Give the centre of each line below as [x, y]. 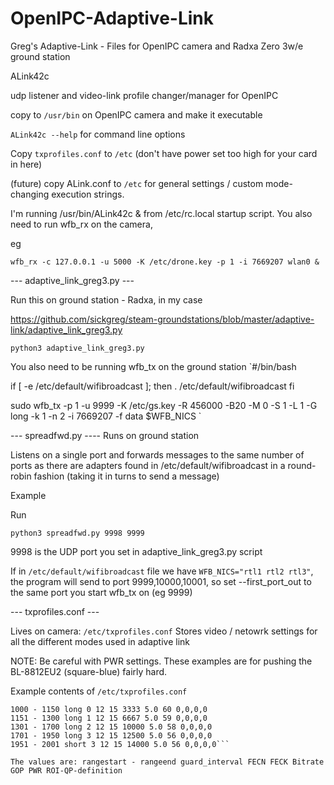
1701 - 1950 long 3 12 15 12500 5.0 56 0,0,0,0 [111, 735]
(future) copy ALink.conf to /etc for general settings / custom [137, 183]
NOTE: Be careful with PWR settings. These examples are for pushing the [161, 661]
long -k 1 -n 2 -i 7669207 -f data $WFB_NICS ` [106, 416]
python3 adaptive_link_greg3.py [77, 348]
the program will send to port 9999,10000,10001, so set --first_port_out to [161, 581]
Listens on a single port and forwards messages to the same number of [157, 454]
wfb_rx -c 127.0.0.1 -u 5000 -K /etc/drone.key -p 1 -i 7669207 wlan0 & [165, 262]
